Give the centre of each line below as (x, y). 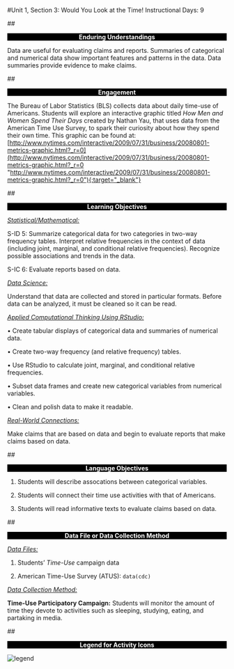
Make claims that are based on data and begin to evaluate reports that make (116, 434)
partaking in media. (35, 618)
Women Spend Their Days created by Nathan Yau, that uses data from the (114, 120)
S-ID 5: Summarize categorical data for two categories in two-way (102, 234)
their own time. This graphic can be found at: (72, 135)
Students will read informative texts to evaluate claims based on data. (117, 509)
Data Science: (28, 283)
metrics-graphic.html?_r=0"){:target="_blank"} (74, 180)
